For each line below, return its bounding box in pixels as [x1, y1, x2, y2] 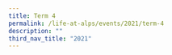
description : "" [8, 27, 63, 35]
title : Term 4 [8, 11, 57, 20]
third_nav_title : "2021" [8, 34, 92, 43]
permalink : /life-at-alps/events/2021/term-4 [8, 19, 164, 27]
